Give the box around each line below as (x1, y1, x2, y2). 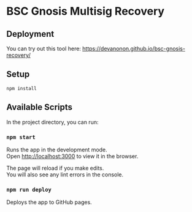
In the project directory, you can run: (6, 118, 99, 126)
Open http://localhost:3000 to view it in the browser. (6, 152, 139, 160)
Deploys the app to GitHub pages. (6, 199, 92, 206)
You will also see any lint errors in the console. (6, 170, 124, 178)
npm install (6, 85, 37, 91)
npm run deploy (6, 186, 52, 193)
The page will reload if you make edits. (6, 164, 104, 172)
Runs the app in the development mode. (6, 146, 107, 153)
